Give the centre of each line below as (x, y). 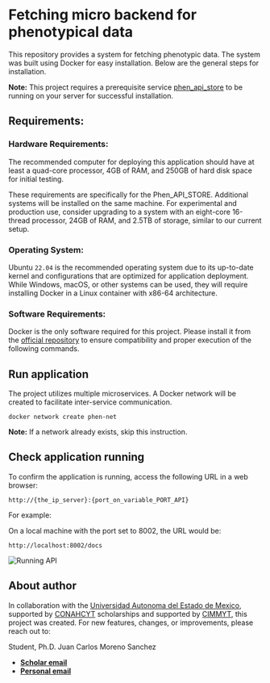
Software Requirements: (57, 314)
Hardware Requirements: (58, 145)
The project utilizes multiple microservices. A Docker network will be (122, 394)
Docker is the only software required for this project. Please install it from (130, 332)
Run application (49, 374)
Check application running (77, 457)
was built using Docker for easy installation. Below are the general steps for (134, 63)
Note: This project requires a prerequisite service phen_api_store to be (126, 87)
